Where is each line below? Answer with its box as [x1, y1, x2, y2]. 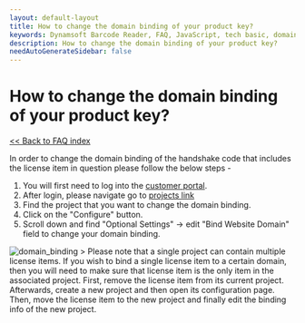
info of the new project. [9, 304, 97, 315]
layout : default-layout [9, 13, 100, 23]
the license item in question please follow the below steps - [9, 162, 231, 173]
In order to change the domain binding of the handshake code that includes [9, 153, 292, 164]
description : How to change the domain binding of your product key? [9, 38, 279, 48]
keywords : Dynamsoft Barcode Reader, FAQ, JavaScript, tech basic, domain [9, 30, 299, 39]
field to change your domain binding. [22, 229, 161, 240]
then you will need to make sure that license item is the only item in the [9, 265, 274, 277]
